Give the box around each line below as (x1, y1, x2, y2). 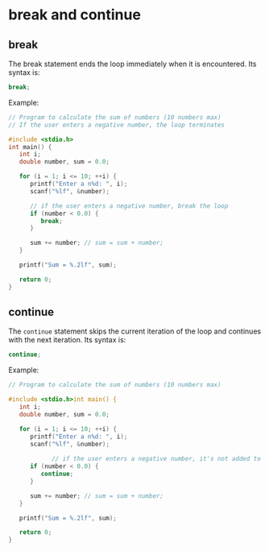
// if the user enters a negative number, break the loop (29, 201, 229, 210)
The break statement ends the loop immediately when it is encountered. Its (8, 59, 257, 68)
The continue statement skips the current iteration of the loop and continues (8, 326, 262, 336)
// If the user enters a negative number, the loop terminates (8, 121, 226, 129)
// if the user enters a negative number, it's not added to (51, 455, 262, 463)
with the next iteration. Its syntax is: (8, 335, 126, 345)
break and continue (8, 6, 141, 24)
